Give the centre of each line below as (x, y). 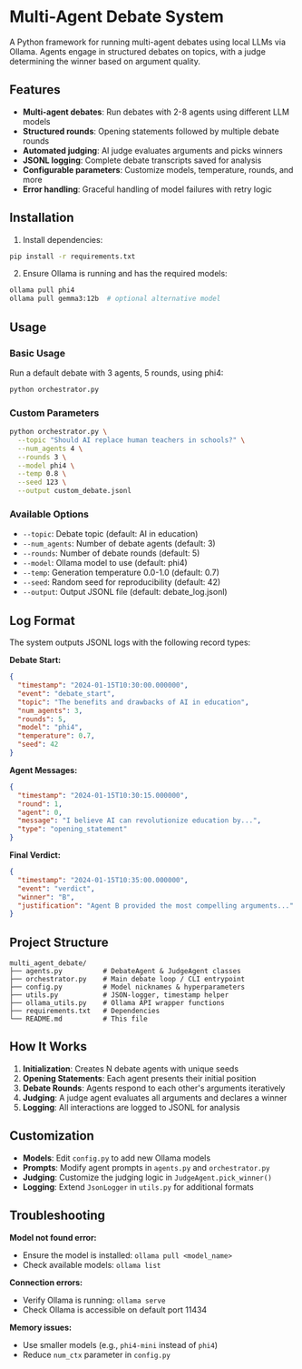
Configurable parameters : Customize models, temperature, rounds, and (158, 169)
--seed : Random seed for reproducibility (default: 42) (122, 582)
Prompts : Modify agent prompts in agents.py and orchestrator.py (146, 1167)
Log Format (42, 620)
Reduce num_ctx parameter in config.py (96, 1354)
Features (35, 90)
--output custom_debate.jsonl (74, 491)
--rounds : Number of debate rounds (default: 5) (111, 553)
